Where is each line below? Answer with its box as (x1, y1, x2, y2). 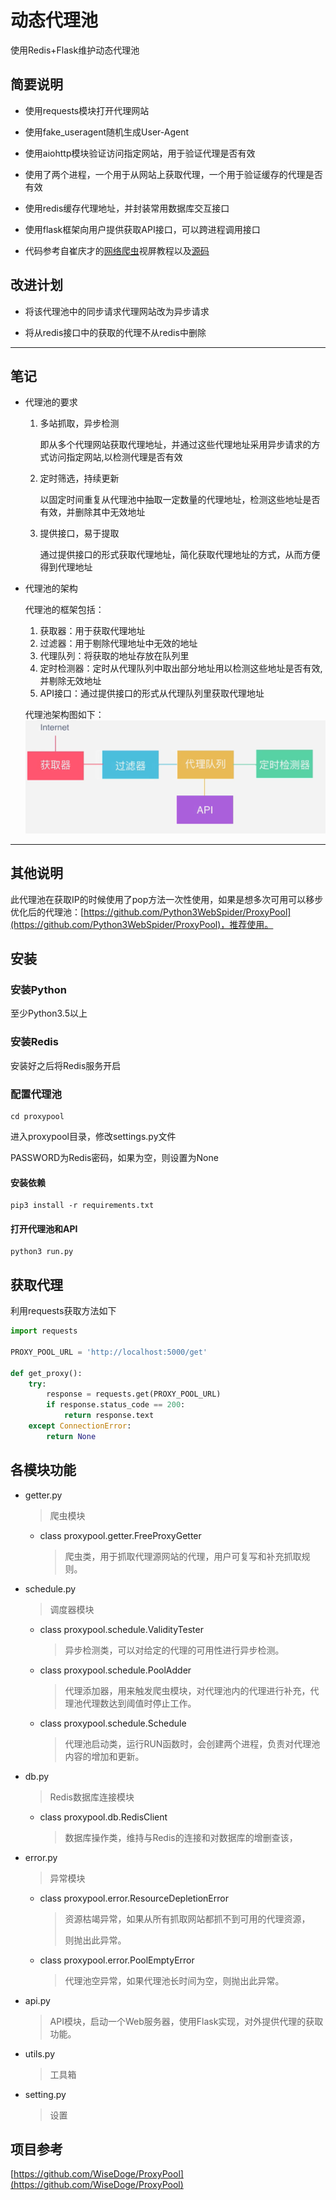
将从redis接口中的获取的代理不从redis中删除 (24, 326, 207, 338)
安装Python (10, 983, 67, 997)
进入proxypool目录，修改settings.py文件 (10, 1131, 177, 1142)
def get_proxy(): (10, 1368, 83, 1378)
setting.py (24, 2088, 67, 2100)
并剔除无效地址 (39, 675, 102, 687)
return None (46, 1431, 97, 1441)
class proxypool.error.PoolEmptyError (39, 1954, 195, 1966)
